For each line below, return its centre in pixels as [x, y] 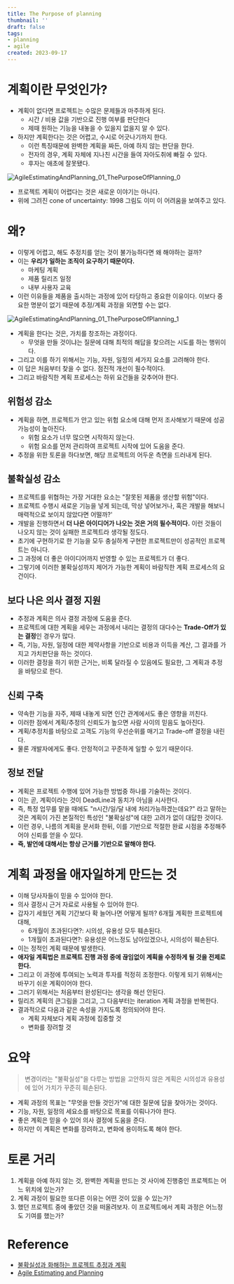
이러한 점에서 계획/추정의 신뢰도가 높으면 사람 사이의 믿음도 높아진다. [111, 722]
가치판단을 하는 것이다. [62, 654]
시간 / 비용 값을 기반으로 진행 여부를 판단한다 [89, 119]
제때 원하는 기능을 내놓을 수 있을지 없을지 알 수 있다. [99, 128]
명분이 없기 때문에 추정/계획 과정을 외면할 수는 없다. [101, 305]
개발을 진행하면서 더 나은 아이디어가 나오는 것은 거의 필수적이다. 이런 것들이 [119, 523]
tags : [15, 33]
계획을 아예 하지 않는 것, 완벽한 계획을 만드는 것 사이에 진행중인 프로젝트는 [118, 1180]
